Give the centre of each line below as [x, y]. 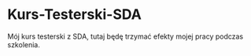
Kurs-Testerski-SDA [75, 15]
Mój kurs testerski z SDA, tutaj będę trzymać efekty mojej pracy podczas [125, 36]
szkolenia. [24, 44]
